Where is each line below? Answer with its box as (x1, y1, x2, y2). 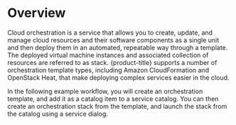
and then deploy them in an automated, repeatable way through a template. (7, 43, 228, 52)
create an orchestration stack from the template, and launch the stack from (7, 102, 227, 110)
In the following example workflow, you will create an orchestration (7, 87, 203, 95)
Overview (7, 5, 66, 21)
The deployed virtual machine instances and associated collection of (7, 51, 209, 59)
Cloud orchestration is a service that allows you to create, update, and (7, 28, 213, 37)
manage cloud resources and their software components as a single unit (7, 35, 220, 44)
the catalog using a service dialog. (7, 109, 109, 118)
